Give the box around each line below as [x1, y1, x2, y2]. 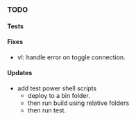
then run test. [27, 106, 67, 114]
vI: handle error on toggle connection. [17, 53, 126, 61]
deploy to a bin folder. [27, 91, 90, 99]
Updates [7, 69, 33, 77]
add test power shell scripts [17, 84, 97, 92]
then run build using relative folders [27, 99, 130, 107]
